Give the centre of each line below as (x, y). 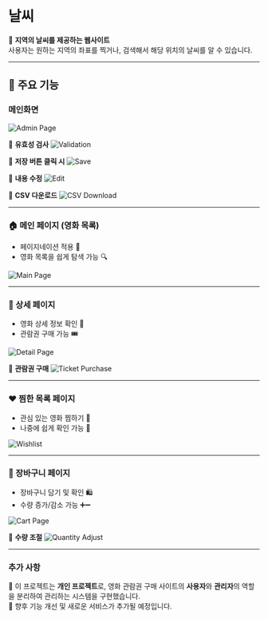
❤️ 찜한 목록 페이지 (42, 399)
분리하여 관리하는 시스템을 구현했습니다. (79, 597)
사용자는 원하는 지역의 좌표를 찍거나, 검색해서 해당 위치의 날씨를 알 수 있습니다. (130, 50)
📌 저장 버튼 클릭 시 (37, 161)
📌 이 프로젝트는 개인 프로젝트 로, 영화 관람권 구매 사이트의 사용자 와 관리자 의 (124, 586)
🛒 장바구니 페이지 (39, 474)
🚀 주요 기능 (34, 85)
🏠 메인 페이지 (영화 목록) (54, 225)
